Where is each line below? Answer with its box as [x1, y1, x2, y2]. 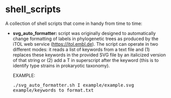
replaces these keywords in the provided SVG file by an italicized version [12, 52, 166, 58]
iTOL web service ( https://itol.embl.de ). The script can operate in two [12, 41, 158, 47]
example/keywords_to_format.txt [12, 87, 94, 93]
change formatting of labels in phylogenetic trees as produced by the [12, 36, 159, 42]
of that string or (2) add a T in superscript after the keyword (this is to [12, 57, 159, 63]
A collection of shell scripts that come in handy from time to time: [5, 20, 142, 26]
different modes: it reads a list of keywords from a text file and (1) [12, 46, 150, 52]
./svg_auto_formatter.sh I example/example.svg [12, 82, 134, 88]
